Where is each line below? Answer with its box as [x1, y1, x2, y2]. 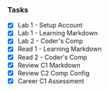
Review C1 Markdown [17, 61, 81, 69]
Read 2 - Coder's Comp [17, 53, 87, 61]
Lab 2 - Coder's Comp [17, 37, 84, 45]
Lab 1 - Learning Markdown [17, 29, 98, 37]
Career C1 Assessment [17, 76, 84, 85]
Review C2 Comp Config [17, 68, 90, 77]
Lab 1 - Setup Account [17, 21, 83, 30]
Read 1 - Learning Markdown [17, 44, 103, 54]
